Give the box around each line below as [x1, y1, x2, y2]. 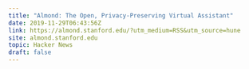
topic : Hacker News [8, 41, 73, 49]
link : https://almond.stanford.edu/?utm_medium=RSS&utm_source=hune [8, 26, 241, 34]
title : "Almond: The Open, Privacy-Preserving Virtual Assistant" [8, 11, 234, 20]
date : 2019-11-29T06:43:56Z [8, 19, 102, 27]
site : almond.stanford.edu [8, 33, 98, 42]
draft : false [8, 48, 52, 56]
